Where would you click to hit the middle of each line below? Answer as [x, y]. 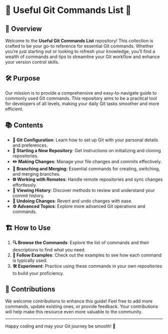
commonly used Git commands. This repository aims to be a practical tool [81, 98]
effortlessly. [24, 185]
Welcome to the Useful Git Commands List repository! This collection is [79, 41]
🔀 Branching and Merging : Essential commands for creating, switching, [86, 169]
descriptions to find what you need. [49, 250]
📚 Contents [24, 125]
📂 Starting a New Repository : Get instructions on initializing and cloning [86, 150]
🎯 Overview [23, 29]
